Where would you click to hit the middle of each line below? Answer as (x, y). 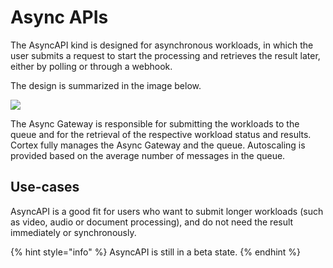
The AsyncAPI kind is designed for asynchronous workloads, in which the (162, 45)
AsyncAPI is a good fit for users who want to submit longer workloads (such (167, 211)
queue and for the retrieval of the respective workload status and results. (161, 134)
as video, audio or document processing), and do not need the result (152, 222)
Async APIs (59, 17)
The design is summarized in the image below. (106, 85)
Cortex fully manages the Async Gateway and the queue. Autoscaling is (158, 145)
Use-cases (45, 187)
